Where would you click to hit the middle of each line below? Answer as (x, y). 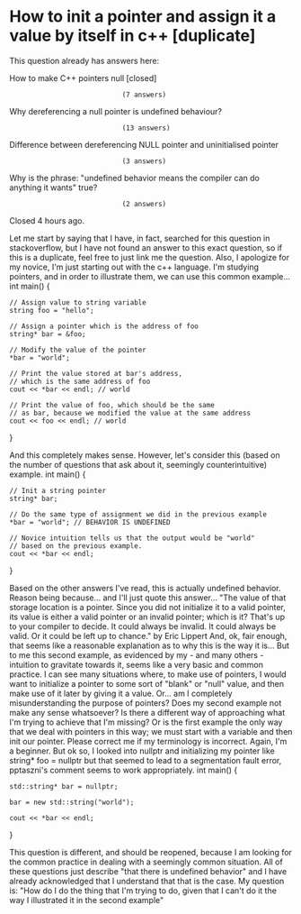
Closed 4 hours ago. (47, 220)
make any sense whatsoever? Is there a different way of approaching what (147, 712)
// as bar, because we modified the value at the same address (130, 413)
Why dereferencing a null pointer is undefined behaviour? (116, 111)
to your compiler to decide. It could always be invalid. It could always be (143, 626)
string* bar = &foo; (48, 334)
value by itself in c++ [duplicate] (133, 36)
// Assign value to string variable (78, 302)
